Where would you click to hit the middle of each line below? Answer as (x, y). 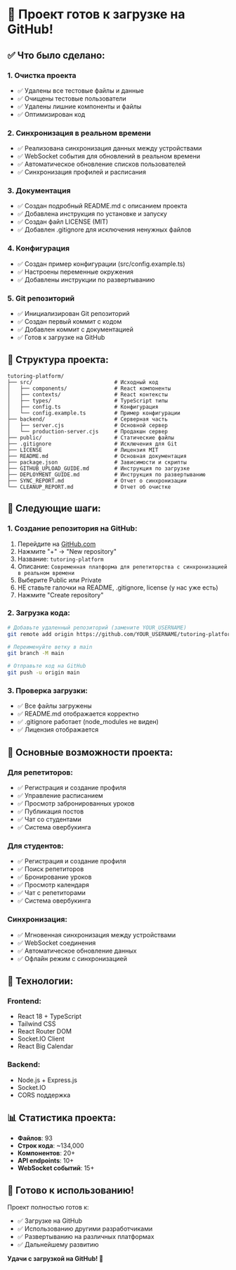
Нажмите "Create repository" (60, 595)
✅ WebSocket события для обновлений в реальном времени (109, 156)
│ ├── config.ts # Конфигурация (83, 407)
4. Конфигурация (39, 248)
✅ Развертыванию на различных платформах (86, 1237)
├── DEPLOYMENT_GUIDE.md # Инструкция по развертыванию (106, 474)
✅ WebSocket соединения (57, 943)
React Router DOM (45, 1031)
